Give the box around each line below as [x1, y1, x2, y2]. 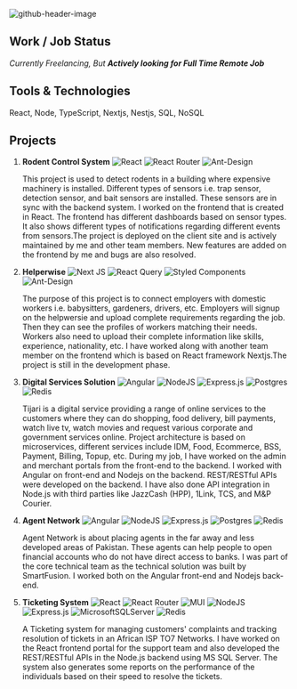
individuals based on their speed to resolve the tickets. [21, 671, 222, 682]
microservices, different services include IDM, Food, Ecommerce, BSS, [21, 442, 282, 452]
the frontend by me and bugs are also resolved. [21, 249, 197, 260]
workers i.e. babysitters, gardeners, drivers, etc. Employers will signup [21, 303, 280, 313]
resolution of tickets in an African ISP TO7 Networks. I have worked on [21, 633, 280, 644]
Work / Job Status [9, 34, 111, 49]
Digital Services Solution [21, 377, 116, 387]
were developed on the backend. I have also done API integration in [21, 479, 270, 490]
